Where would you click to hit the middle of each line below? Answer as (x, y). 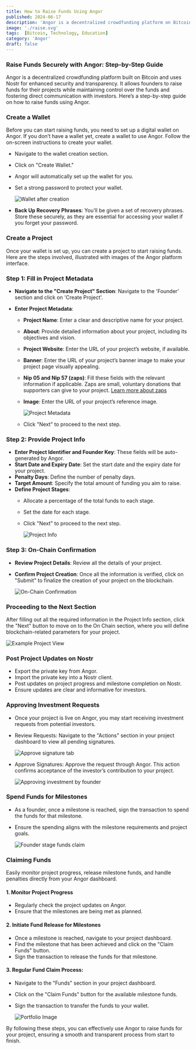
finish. (13, 1041)
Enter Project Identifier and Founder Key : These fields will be (89, 452)
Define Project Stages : (42, 490)
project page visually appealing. (62, 367)
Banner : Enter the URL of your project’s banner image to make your (104, 360)
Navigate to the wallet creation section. (62, 154)
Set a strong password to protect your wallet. (69, 188)
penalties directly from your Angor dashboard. (62, 879)
